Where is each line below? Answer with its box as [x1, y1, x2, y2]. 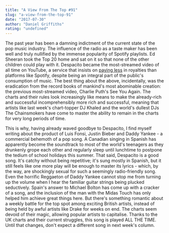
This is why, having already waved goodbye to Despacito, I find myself [5, 125, 152, 132]
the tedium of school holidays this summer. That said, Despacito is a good [5, 152, 159, 159]
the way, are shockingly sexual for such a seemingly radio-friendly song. [5, 168, 156, 175]
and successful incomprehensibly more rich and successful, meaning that [5, 99, 159, 105]
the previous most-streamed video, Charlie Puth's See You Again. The [5, 89, 151, 95]
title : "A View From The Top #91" [5, 7, 78, 13]
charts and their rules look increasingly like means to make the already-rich [5, 94, 162, 100]
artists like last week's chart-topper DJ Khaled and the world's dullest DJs [5, 105, 159, 111]
